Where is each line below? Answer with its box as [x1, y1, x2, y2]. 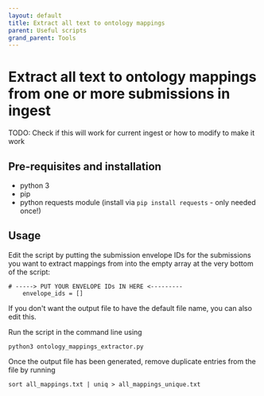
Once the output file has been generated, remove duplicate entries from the [8, 356, 256, 366]
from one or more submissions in [8, 85, 231, 103]
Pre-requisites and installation [8, 160, 161, 173]
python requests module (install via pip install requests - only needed [19, 198, 256, 207]
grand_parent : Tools [8, 33, 77, 42]
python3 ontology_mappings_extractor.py [8, 343, 145, 351]
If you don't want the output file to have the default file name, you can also [8, 303, 253, 313]
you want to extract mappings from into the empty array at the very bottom [8, 258, 254, 268]
